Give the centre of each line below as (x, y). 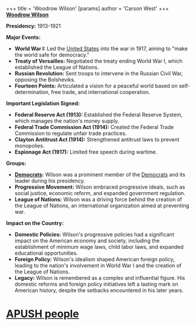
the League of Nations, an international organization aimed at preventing (102, 206)
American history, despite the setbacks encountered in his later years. (99, 290)
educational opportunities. (46, 253)
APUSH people (42, 314)
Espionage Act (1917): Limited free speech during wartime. (86, 152)
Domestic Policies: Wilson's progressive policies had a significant (94, 234)
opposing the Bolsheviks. (45, 79)
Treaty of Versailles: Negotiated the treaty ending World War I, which (99, 61)
